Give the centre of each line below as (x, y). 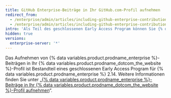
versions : (16, 39)
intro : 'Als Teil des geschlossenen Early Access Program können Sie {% (84, 29)
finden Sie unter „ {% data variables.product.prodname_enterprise (74, 79)
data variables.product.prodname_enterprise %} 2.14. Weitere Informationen (85, 74)
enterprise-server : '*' (35, 43)
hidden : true (19, 34)
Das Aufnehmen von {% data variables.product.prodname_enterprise (78, 58)
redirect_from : (21, 15)
